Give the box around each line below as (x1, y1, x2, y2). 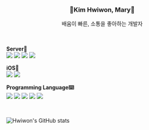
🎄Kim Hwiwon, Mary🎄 (69, 5, 135, 14)
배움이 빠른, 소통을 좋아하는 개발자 (61, 20, 143, 27)
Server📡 (6, 45, 27, 52)
